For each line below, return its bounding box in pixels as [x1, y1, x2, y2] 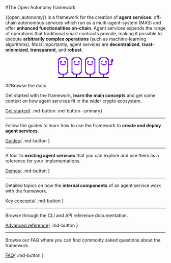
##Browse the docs [5, 82, 47, 88]
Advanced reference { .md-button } [5, 222, 78, 228]
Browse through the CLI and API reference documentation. [5, 212, 128, 219]
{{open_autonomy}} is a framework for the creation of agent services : [5, 14, 153, 20]
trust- [141, 41, 155, 47]
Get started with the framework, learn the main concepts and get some [5, 92, 156, 99]
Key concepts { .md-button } [5, 198, 64, 204]
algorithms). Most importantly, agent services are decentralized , [5, 41, 141, 47]
